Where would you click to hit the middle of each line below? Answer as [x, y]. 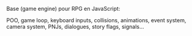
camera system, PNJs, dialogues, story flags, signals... [76, 27]
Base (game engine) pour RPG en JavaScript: [63, 9]
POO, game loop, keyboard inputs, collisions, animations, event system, [96, 20]
